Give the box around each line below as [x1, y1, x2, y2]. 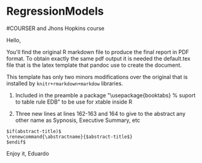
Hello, [6, 36, 21, 44]
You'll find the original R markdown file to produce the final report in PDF [6, 48, 190, 56]
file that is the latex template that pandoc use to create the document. [6, 61, 182, 69]
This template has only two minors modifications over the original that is [6, 73, 188, 80]
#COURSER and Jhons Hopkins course [6, 25, 105, 32]
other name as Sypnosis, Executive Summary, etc [15, 116, 141, 124]
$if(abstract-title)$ [6, 128, 62, 134]
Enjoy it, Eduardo [6, 150, 50, 157]
